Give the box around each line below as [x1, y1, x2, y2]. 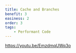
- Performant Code [14, 29, 51, 34]
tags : [5, 25, 16, 30]
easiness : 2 [5, 16, 29, 21]
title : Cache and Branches [5, 7, 60, 12]
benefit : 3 [5, 12, 27, 16]
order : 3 [5, 20, 23, 26]
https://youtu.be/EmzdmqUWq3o [5, 43, 71, 48]
